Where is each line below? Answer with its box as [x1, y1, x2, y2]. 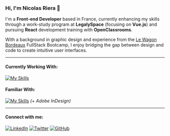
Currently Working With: [5, 63, 58, 70]
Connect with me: [5, 114, 44, 120]
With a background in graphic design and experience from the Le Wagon [5, 36, 157, 42]
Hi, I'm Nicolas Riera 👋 [5, 5, 61, 12]
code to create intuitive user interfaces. [5, 48, 88, 54]
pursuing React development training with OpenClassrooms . [5, 27, 133, 33]
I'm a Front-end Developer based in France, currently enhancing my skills [5, 16, 160, 22]
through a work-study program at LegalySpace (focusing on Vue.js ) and [5, 21, 157, 27]
